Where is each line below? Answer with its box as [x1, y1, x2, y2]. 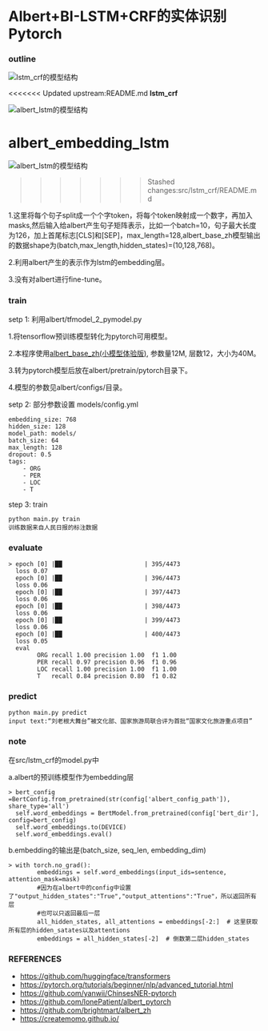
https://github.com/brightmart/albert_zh [19, 1005, 152, 1015]
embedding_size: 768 [8, 415, 78, 423]
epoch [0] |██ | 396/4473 [15, 574, 181, 583]
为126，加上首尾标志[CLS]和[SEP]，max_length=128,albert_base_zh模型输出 [8, 231, 261, 240]
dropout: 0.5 [8, 450, 52, 459]
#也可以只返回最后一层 [37, 909, 101, 917]
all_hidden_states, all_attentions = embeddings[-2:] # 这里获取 [37, 917, 258, 925]
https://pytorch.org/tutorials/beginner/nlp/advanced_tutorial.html [19, 980, 234, 989]
